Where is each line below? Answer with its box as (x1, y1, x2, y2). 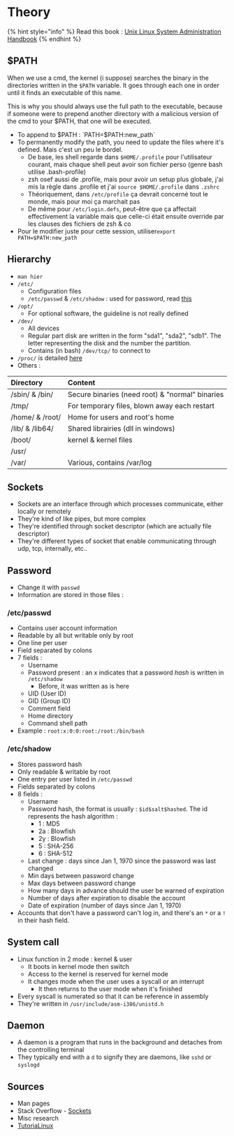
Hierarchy (7, 253, 52, 266)
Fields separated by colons (17, 782, 96, 791)
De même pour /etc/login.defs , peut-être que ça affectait (27, 204, 197, 213)
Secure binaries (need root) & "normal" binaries (67, 389, 224, 399)
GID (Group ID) (27, 697, 71, 705)
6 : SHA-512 (38, 849, 73, 857)
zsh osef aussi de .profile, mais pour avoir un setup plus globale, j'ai (27, 175, 224, 183)
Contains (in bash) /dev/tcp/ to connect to (27, 346, 151, 354)
